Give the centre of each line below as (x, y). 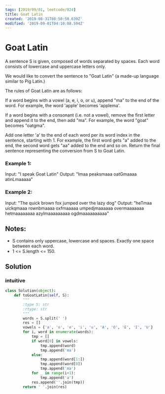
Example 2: (19, 192)
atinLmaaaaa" (19, 180)
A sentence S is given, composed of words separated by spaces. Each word (82, 61)
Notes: (16, 229)
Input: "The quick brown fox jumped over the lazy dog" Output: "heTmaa (79, 203)
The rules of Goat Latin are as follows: (44, 91)
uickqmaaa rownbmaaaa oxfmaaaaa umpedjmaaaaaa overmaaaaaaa (75, 208)
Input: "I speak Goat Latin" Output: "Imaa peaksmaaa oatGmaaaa (71, 174)
